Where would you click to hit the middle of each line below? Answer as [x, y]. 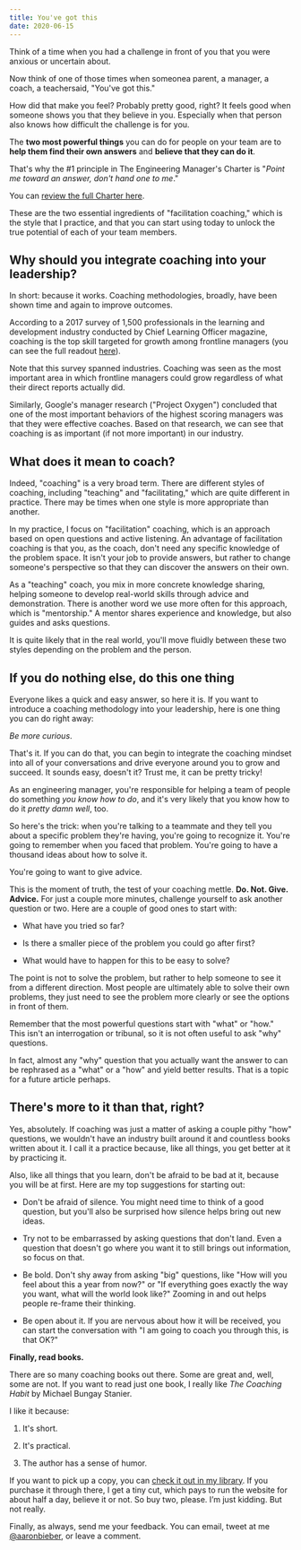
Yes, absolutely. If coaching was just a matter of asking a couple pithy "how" [150, 1129]
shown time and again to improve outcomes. [91, 305]
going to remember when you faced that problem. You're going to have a [144, 844]
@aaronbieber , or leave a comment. [75, 1536]
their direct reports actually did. [67, 387]
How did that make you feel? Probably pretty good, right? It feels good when [150, 105]
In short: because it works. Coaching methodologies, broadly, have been [143, 296]
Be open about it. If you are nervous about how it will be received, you [151, 1321]
